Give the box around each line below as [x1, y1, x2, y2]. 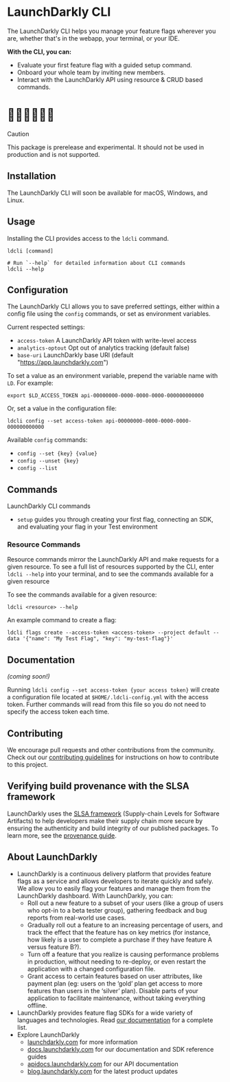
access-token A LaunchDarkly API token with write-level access [16, 337, 197, 345]
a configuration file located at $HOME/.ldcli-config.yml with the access [7, 693, 209, 701]
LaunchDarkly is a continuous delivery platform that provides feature [16, 869, 211, 878]
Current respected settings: [7, 323, 85, 331]
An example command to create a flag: [7, 616, 117, 624]
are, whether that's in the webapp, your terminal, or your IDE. [7, 34, 180, 42]
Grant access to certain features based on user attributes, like [27, 972, 203, 980]
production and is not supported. [7, 150, 100, 158]
